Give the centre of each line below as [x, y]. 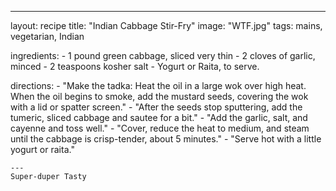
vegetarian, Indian [47, 36]
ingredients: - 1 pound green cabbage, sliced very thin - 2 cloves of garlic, [163, 55]
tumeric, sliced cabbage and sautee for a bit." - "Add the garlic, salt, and [159, 117]
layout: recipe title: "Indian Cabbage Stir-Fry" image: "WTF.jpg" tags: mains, [166, 25]
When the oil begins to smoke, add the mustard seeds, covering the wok [159, 96]
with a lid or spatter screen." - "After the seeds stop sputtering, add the [156, 107]
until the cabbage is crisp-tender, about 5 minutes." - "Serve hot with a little [166, 139]
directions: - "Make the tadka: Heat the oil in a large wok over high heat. [158, 85]
